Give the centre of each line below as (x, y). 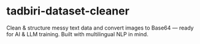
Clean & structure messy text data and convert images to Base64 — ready (100, 28)
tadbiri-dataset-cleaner (68, 11)
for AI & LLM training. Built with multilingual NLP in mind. (77, 34)
